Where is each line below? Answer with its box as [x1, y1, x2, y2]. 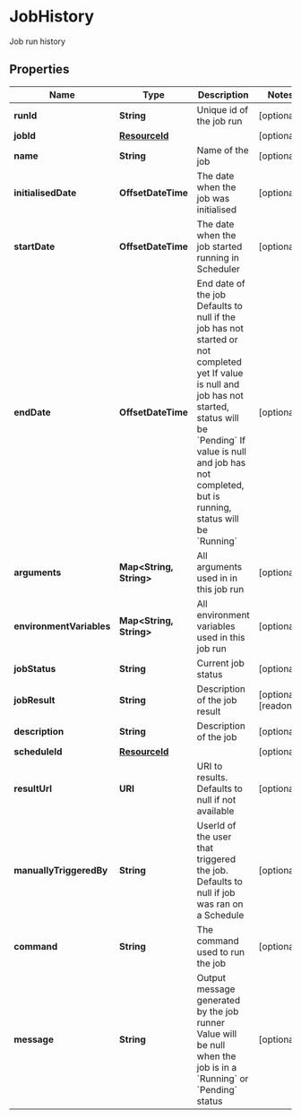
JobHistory [9, 6, 95, 27]
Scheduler [196, 263, 240, 275]
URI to [196, 760, 223, 772]
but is [196, 490, 220, 503]
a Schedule [196, 908, 245, 921]
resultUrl [13, 782, 52, 795]
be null [196, 1038, 226, 1051]
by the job [196, 1005, 239, 1018]
